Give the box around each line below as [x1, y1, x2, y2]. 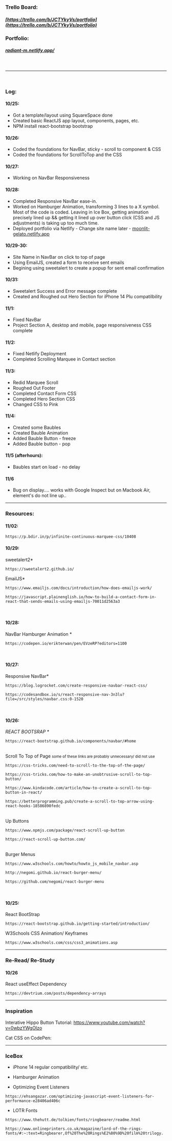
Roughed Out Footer [12, 385, 56, 391]
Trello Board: [5, 4, 38, 11]
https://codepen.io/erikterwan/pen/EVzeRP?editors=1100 [5, 641, 127, 646]
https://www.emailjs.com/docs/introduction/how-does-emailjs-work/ [5, 585, 153, 591]
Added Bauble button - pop [12, 441, 71, 447]
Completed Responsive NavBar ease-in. [12, 198, 97, 204]
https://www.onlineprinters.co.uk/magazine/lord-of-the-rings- [5, 1126, 143, 1132]
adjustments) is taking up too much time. [12, 220, 99, 226]
